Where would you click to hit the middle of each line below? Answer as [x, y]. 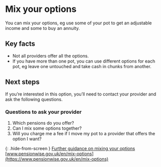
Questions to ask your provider [43, 112]
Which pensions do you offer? [43, 123]
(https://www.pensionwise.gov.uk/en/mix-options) [57, 159]
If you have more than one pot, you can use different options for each [84, 61]
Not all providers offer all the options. [50, 56]
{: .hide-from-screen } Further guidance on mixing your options [70, 148]
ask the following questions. [34, 99]
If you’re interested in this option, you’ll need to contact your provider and [81, 94]
